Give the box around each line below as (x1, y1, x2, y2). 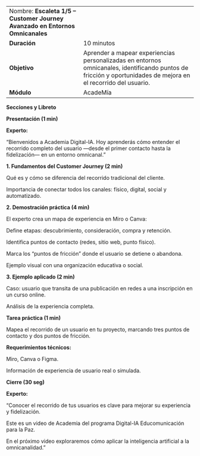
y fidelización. (6, 408, 40, 415)
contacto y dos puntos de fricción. (6, 332, 91, 339)
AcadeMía (83, 88, 112, 96)
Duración (9, 39, 36, 47)
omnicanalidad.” (6, 444, 46, 451)
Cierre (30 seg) (6, 379, 45, 385)
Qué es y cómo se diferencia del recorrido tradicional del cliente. (6, 175, 165, 181)
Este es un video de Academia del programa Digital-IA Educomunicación (6, 420, 185, 427)
